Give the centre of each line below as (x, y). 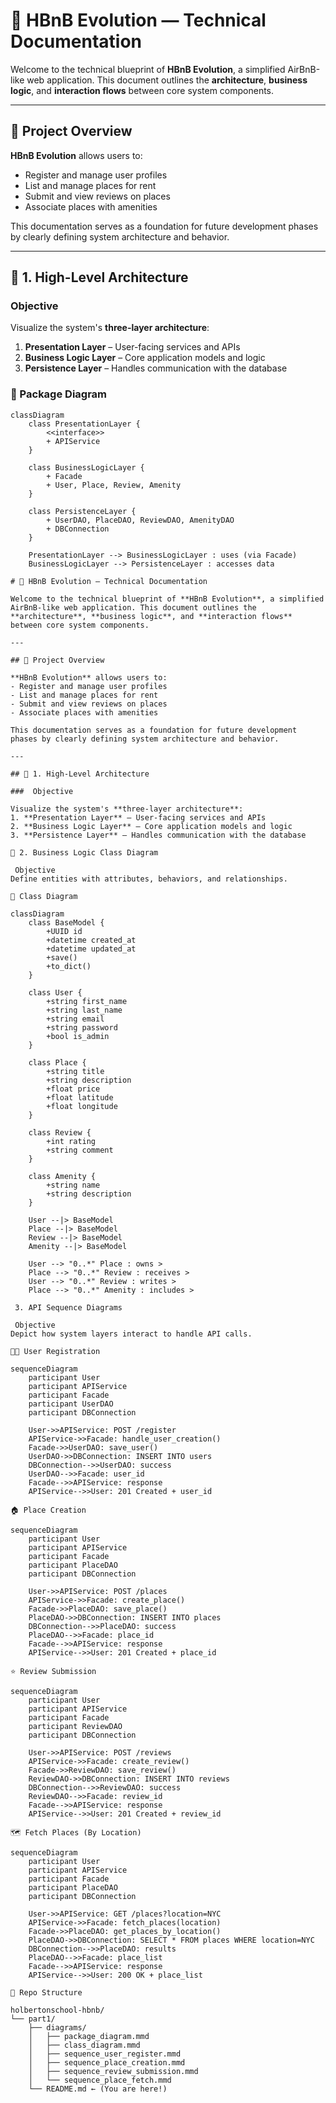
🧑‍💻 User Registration (55, 1351)
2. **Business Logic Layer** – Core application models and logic (151, 826)
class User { (55, 992)
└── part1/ (33, 2019)
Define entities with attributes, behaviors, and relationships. (149, 879)
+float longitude (82, 1106)
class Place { (57, 1062)
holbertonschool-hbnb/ (57, 2010)
